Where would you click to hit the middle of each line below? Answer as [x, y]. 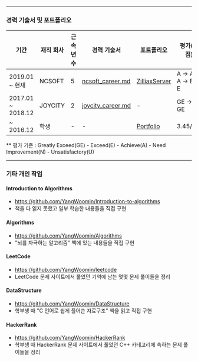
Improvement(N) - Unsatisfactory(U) [50, 152]
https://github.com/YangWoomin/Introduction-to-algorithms [87, 201]
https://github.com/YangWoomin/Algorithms [68, 235]
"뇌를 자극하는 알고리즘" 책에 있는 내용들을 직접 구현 [74, 242]
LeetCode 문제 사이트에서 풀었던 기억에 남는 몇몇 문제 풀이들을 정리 [93, 277]
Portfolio [148, 126]
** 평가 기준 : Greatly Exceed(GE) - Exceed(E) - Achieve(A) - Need [86, 145]
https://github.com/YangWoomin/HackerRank [70, 338]
